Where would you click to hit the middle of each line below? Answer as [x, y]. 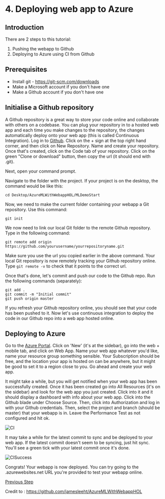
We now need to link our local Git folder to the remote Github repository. [78, 227]
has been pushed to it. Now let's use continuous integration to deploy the [80, 313]
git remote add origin [28, 242]
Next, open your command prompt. [41, 171]
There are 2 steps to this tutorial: [38, 39]
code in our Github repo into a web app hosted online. [60, 318]
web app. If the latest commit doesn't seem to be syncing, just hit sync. [78, 443]
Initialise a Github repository [49, 108]
